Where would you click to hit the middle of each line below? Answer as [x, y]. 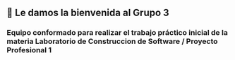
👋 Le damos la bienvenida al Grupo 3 [88, 13]
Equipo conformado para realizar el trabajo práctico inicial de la [117, 33]
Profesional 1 [29, 50]
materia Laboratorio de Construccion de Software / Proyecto [112, 41]
